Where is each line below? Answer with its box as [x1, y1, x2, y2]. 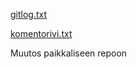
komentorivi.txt [10, 28, 73, 39]
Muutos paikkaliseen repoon [10, 47, 128, 59]
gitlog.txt [10, 9, 48, 20]
